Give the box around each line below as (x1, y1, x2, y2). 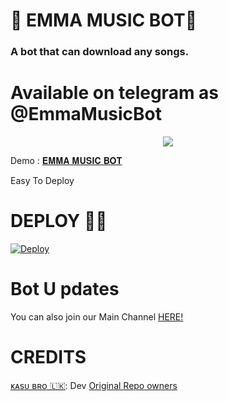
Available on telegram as (10, 82, 220, 104)
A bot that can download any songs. (10, 45, 190, 59)
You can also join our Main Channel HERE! (10, 310, 184, 323)
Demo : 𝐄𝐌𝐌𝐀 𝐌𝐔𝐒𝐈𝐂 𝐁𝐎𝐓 (10, 155, 123, 167)
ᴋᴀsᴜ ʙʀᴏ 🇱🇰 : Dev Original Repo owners (10, 379, 178, 391)
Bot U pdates (10, 278, 120, 301)
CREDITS (10, 346, 87, 369)
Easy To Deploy (10, 175, 75, 187)
